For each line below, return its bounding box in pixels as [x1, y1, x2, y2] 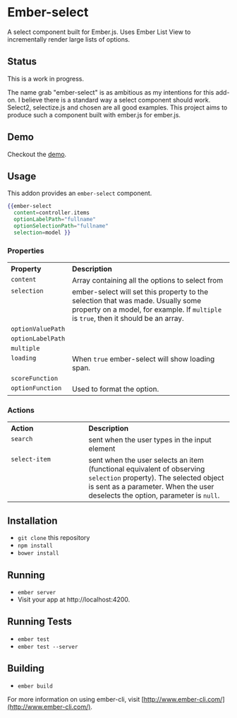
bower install [17, 550, 59, 557]
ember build [17, 683, 53, 690]
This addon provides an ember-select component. [7, 189, 152, 198]
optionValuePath [11, 325, 66, 333]
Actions [7, 405, 35, 415]
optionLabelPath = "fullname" [13, 216, 97, 223]
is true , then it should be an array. [71, 314, 185, 324]
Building [7, 662, 44, 675]
